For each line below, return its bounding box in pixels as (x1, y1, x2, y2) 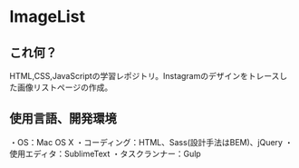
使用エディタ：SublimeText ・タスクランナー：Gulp (9, 148, 201, 159)
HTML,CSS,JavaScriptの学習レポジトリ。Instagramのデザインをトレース (9, 71, 280, 81)
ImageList (9, 6, 86, 27)
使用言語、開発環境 (9, 111, 117, 126)
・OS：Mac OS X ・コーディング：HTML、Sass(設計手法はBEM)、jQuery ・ (9, 136, 294, 147)
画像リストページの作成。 (16, 82, 113, 93)
